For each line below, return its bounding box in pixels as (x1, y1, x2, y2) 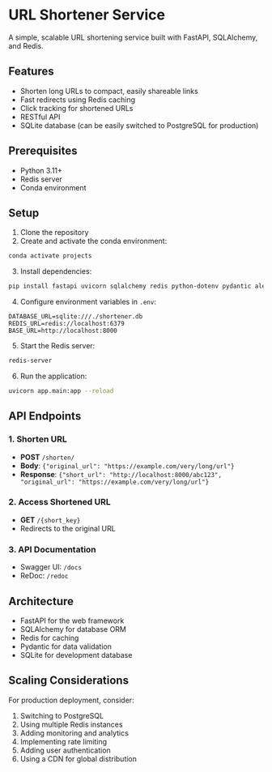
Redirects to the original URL (19, 523, 116, 533)
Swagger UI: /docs (19, 562, 83, 572)
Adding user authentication (19, 745, 111, 755)
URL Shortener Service (8, 6, 166, 24)
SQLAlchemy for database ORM (19, 624, 127, 633)
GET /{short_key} (19, 514, 81, 524)
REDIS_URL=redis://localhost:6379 (8, 320, 125, 328)
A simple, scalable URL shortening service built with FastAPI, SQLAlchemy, (8, 32, 258, 42)
